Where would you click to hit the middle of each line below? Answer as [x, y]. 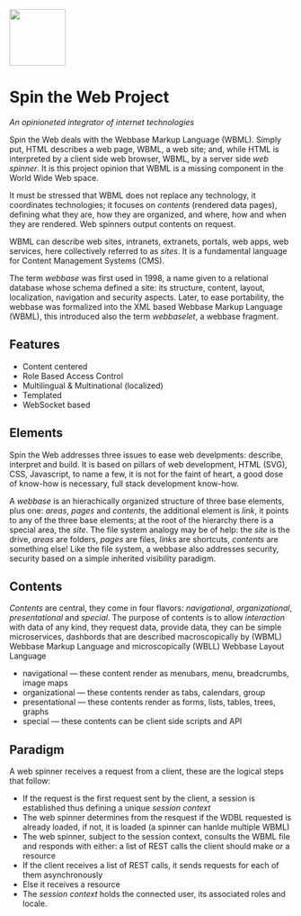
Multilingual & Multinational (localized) [93, 385]
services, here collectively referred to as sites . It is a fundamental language [148, 250]
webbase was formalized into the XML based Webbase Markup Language [146, 306]
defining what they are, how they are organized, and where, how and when [148, 214]
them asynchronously [62, 875]
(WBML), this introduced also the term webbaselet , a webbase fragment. [144, 316]
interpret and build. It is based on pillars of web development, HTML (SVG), [148, 464]
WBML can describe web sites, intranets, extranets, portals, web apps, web [149, 241]
